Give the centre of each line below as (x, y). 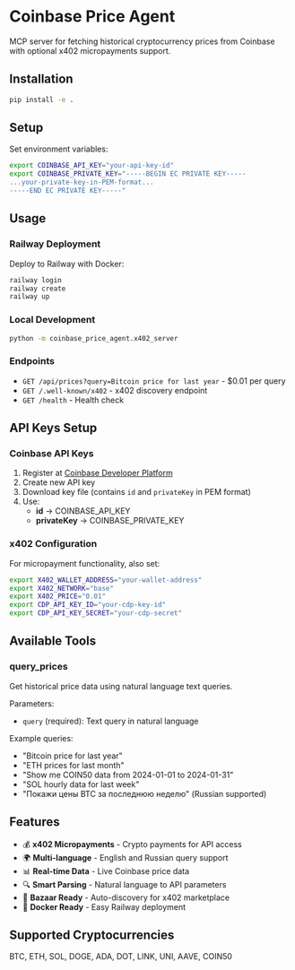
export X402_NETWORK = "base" (62, 588)
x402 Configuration (53, 544)
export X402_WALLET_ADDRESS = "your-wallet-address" (106, 580)
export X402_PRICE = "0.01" (57, 597)
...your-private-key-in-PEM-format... (82, 182)
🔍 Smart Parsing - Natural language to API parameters (124, 884)
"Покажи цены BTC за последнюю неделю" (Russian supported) (144, 793)
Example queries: (41, 738)
